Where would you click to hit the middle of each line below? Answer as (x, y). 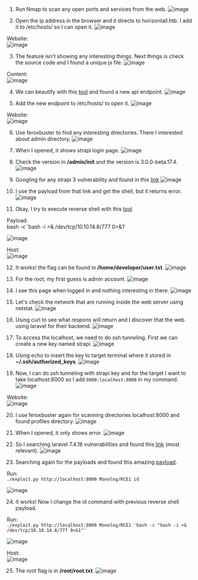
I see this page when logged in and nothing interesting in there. (92, 290)
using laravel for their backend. (53, 326)
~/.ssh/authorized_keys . (46, 361)
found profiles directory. (45, 421)
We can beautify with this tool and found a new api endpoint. (89, 92)
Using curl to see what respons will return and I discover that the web (100, 320)
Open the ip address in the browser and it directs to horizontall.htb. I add (104, 20)
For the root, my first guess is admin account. (71, 279)
